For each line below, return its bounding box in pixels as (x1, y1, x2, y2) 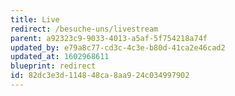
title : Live (10, 14, 60, 25)
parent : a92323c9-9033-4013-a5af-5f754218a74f (10, 33, 208, 43)
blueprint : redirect (10, 61, 97, 71)
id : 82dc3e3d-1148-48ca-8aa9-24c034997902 (10, 71, 190, 81)
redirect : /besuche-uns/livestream (10, 24, 159, 34)
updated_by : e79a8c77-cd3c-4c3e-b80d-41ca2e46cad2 (10, 42, 226, 53)
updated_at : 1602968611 (10, 52, 110, 62)
